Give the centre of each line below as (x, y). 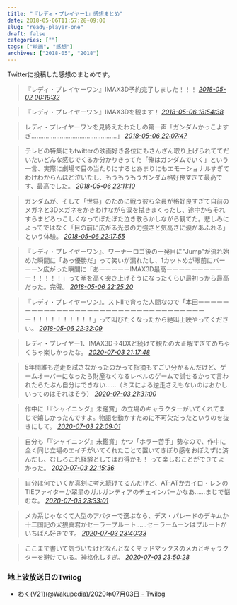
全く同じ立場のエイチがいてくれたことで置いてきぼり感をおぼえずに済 (126, 450)
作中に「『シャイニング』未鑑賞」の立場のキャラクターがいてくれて (122, 409)
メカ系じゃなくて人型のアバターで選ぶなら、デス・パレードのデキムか (126, 515)
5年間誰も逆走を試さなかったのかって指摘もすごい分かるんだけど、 (122, 367)
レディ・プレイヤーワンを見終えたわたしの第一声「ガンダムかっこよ (123, 127)
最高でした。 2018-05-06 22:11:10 (86, 186)
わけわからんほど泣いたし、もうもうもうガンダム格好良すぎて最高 (121, 177)
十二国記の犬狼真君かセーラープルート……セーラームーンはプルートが (126, 524)
